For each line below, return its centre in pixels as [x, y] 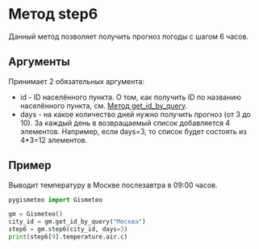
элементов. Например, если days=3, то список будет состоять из [134, 131]
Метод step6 [53, 14]
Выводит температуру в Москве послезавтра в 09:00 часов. [113, 185]
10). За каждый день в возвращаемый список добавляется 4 [125, 123]
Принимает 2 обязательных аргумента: [77, 81]
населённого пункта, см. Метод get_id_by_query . [104, 105]
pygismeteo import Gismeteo [56, 200]
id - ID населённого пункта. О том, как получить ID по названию [131, 97]
